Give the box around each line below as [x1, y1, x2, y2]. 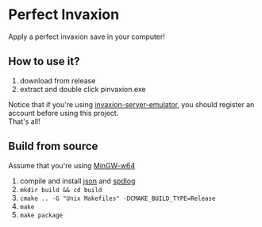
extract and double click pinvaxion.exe [19, 84, 146, 94]
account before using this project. [8, 108, 119, 117]
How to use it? [8, 55, 80, 68]
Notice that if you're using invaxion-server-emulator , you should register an [8, 99, 255, 109]
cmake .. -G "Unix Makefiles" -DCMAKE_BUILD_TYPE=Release [19, 194, 216, 202]
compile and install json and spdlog [19, 176, 136, 186]
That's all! [8, 117, 40, 126]
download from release [19, 75, 96, 85]
